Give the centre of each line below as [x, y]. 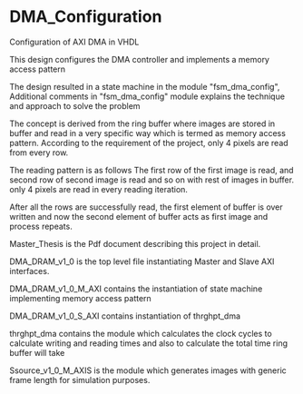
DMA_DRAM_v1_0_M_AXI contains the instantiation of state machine [136, 289]
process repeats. [41, 226]
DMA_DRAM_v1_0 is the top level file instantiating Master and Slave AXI [142, 261]
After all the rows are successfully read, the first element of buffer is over [146, 207]
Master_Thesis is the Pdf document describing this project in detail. [135, 243]
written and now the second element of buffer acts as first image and [139, 216]
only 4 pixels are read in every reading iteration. [99, 189]
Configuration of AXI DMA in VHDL [74, 42]
